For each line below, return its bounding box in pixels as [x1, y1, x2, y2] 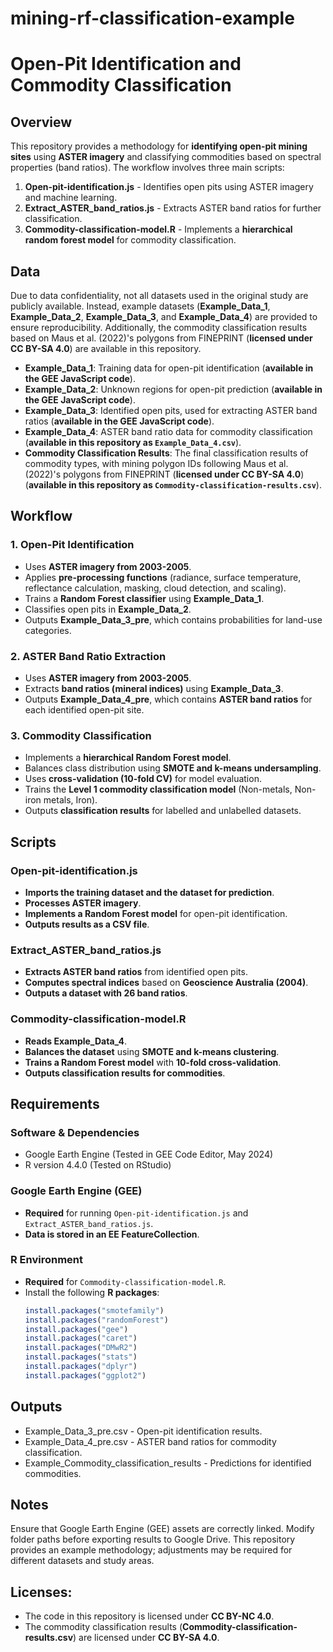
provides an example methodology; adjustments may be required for [10, 1544, 293, 1556]
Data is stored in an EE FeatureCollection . [24, 1228, 200, 1240]
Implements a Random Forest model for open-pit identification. [24, 907, 288, 919]
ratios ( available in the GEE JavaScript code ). [24, 415, 215, 427]
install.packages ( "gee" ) [24, 1324, 129, 1334]
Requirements [10, 1095, 100, 1112]
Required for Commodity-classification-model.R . [24, 1275, 227, 1287]
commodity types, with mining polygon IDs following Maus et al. [24, 458, 289, 469]
